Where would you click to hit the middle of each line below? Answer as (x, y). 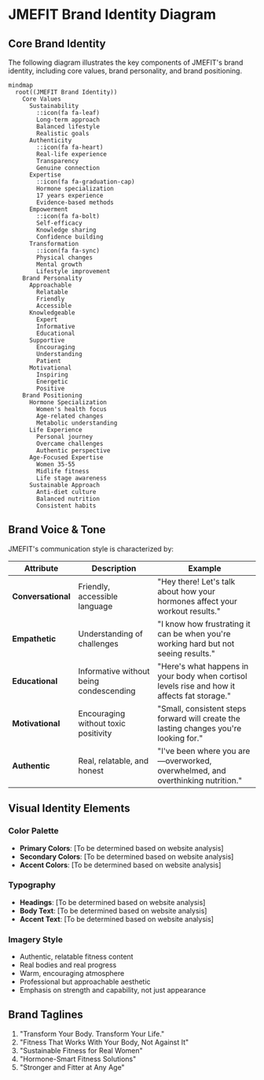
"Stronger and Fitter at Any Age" (72, 1067)
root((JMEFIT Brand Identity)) (66, 92)
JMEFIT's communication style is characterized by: (91, 548)
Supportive (47, 340)
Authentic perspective (73, 451)
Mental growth (59, 265)
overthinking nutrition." (200, 780)
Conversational (41, 596)
